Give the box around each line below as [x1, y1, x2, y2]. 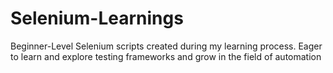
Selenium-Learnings [10, 7, 184, 30]
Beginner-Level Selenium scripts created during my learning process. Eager [10, 40, 323, 52]
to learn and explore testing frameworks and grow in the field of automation [10, 50, 322, 62]
